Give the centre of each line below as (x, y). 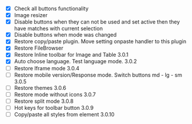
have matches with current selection (58, 28)
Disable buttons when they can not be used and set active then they (97, 22)
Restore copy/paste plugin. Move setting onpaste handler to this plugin (100, 41)
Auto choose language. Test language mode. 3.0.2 (75, 61)
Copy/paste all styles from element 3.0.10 (64, 114)
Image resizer (31, 15)
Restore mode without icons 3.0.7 (55, 94)
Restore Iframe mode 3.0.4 (47, 68)
